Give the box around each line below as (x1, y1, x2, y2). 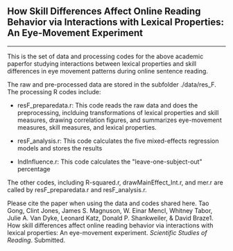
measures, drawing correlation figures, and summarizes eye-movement (17, 116, 222, 124)
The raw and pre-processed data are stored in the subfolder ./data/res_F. (7, 80, 216, 89)
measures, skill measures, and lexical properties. (17, 123, 157, 131)
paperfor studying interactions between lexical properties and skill (7, 59, 196, 68)
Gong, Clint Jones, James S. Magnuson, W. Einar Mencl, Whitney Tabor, (7, 206, 213, 214)
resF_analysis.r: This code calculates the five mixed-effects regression (17, 137, 219, 145)
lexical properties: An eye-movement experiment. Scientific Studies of (7, 228, 207, 236)
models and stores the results (17, 144, 103, 152)
